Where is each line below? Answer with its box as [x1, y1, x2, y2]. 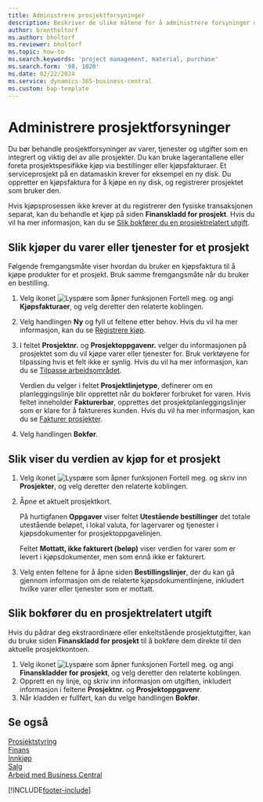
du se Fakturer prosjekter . [19, 414, 103, 424]
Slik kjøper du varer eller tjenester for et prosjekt [8, 240, 250, 254]
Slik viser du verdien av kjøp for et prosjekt [8, 452, 221, 466]
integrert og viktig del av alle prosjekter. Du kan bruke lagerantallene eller [8, 152, 244, 162]
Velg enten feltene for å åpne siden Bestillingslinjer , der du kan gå [19, 567, 235, 577]
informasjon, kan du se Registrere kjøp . [19, 325, 146, 335]
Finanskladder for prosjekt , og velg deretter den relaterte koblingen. [19, 668, 242, 677]
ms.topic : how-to [8, 48, 65, 56]
